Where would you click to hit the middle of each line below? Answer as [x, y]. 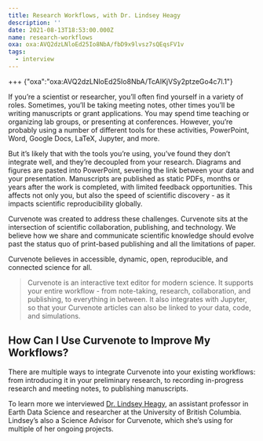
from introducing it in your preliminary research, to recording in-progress [126, 380]
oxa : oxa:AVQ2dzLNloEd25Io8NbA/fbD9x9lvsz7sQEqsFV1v [96, 45]
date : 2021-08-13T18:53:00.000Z [61, 30]
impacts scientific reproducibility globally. [75, 203]
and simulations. [54, 315]
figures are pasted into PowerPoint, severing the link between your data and [131, 170]
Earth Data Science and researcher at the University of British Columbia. [125, 412]
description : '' [35, 23]
